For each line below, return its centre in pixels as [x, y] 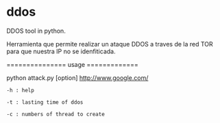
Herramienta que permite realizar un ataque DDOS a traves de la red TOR [110, 44]
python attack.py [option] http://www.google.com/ [77, 78]
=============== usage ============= [72, 64]
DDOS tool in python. [36, 31]
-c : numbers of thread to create [56, 114]
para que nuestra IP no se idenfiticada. [61, 51]
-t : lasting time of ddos [45, 102]
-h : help [21, 90]
